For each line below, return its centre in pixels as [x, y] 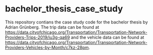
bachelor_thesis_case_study [64, 9]
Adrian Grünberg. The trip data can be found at [52, 27]
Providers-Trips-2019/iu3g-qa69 [38, 37]
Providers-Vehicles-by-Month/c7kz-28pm [47, 47]
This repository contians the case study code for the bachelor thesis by [76, 22]
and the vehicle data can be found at [108, 37]
